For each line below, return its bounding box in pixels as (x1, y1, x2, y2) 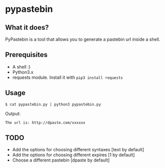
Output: (5, 111, 21, 116)
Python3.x (12, 69, 34, 75)
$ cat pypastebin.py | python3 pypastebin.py (5, 102, 101, 107)
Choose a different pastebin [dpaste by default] (12, 157, 110, 163)
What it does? (5, 23, 49, 32)
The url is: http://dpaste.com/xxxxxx (5, 120, 85, 125)
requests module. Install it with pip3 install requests (12, 74, 123, 80)
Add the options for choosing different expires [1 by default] (12, 152, 135, 158)
